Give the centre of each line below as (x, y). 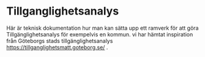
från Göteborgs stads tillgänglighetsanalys (60, 41)
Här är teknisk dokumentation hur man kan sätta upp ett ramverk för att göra (102, 28)
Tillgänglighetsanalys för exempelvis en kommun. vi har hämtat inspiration (100, 34)
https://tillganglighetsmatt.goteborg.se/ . (57, 47)
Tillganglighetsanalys (63, 11)
